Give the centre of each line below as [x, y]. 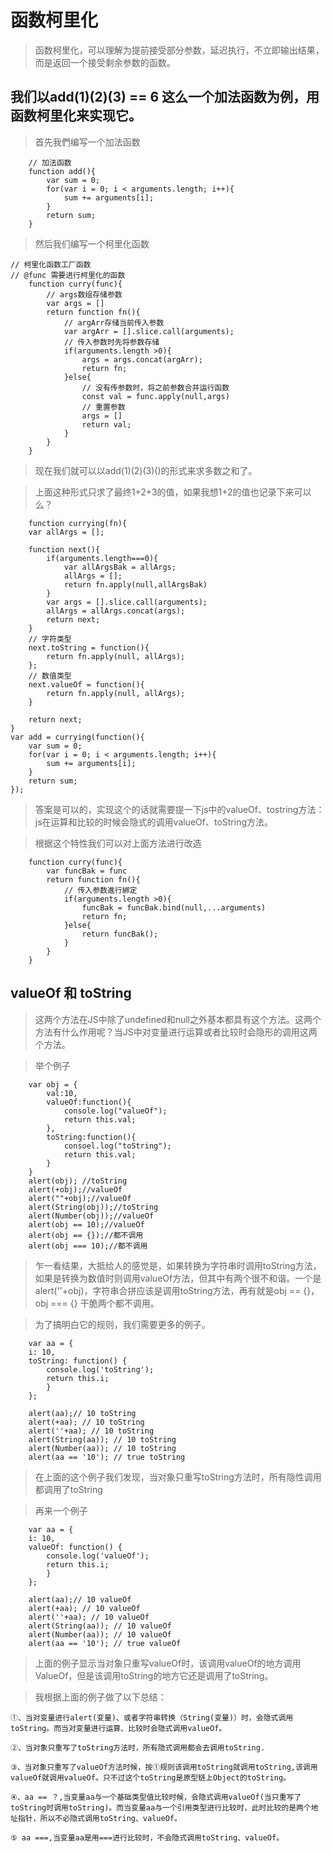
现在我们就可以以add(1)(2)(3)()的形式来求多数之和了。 [146, 470]
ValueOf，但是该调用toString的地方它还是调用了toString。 [154, 1675]
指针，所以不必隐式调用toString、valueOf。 [99, 1818]
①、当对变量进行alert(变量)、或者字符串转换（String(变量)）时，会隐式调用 [152, 1717]
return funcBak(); [120, 934]
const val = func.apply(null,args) [155, 396]
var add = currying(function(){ [77, 737]
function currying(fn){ [78, 523]
